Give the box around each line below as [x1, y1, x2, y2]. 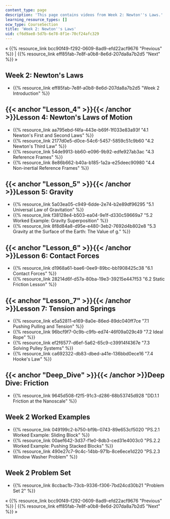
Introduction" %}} [12, 90, 50, 96]
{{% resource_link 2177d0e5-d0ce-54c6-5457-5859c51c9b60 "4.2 [12, 137, 154, 144]
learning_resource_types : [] [5, 17, 67, 22]
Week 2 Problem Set [5, 469, 71, 477]
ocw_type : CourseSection [5, 22, 58, 27]
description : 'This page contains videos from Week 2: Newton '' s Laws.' [5, 12, 163, 17]
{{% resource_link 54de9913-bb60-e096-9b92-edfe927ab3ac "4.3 [12, 148, 155, 154]
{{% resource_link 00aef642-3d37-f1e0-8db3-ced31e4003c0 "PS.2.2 [12, 437, 161, 444]
